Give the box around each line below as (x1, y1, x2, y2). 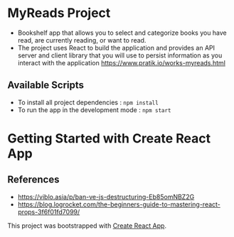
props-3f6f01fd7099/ (17, 207, 80, 216)
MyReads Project (7, 5, 111, 21)
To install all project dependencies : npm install (17, 98, 159, 106)
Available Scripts (7, 79, 84, 92)
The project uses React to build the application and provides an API (17, 43, 216, 52)
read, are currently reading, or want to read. (17, 35, 147, 44)
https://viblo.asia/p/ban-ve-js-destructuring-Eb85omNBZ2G (17, 192, 195, 201)
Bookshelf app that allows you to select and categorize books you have (17, 28, 228, 37)
